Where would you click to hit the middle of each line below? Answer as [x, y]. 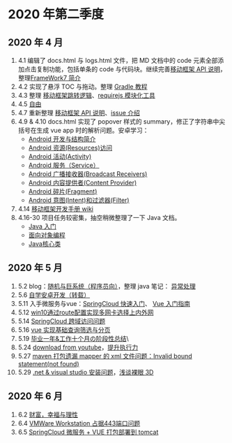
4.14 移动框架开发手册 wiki [55, 209]
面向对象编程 [47, 235]
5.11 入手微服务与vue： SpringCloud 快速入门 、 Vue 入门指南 [104, 303]
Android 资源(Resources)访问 [70, 148]
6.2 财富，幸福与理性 [48, 414]
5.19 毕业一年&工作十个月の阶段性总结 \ [73, 338]
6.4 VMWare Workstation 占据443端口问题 [79, 423]
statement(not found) [48, 363]
